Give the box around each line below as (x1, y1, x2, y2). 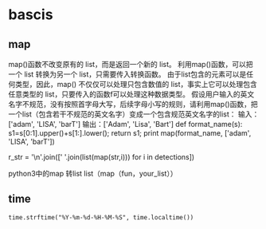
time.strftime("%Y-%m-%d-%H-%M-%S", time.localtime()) (8, 213, 194, 221)
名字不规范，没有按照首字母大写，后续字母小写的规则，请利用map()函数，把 (8, 100, 258, 109)
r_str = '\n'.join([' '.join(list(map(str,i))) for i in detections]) (8, 152, 195, 161)
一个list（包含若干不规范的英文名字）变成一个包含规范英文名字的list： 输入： (8, 109, 260, 119)
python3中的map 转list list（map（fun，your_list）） (8, 169, 178, 178)
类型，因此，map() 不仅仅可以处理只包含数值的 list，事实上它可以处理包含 (14, 80, 257, 89)
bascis (8, 6, 53, 24)
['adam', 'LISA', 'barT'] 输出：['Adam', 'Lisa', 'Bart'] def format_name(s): (8, 120, 243, 128)
